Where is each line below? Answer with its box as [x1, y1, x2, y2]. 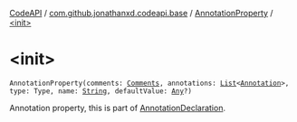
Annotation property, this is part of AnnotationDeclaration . [9, 102, 226, 113]
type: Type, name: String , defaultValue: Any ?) [9, 86, 193, 96]
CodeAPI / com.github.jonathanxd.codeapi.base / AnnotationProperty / [9, 8, 273, 18]
